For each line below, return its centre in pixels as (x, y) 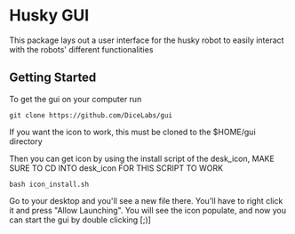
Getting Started (53, 78)
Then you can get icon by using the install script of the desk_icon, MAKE (142, 158)
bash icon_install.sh (49, 184)
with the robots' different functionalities (81, 49)
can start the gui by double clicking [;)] (80, 220)
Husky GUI (49, 16)
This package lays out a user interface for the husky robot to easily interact (147, 40)
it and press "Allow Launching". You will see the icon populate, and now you (148, 210)
